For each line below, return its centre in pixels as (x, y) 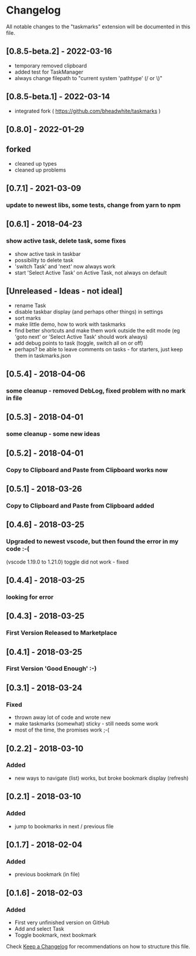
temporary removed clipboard (50, 65)
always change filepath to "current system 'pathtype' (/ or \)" (88, 78)
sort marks (28, 318)
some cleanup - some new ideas (53, 434)
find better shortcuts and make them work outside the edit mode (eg (97, 330)
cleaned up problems (40, 170)
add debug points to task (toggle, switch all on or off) (79, 343)
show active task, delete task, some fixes (66, 241)
